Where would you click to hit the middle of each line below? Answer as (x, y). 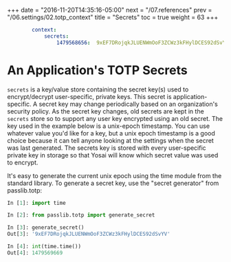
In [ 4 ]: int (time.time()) (44, 247)
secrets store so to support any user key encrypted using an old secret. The (115, 118)
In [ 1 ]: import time (37, 203)
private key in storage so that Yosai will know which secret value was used (113, 155)
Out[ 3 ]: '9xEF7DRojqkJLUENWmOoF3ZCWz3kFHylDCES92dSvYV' (89, 234)
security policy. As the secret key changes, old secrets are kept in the (106, 111)
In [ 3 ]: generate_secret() (46, 228)
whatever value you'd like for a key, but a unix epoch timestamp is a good (111, 133)
